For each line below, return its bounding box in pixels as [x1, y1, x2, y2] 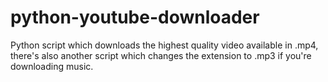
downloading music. [10, 60, 94, 72]
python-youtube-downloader [10, 6, 260, 29]
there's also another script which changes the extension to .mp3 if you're [10, 49, 312, 61]
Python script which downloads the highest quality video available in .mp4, [10, 39, 319, 51]
